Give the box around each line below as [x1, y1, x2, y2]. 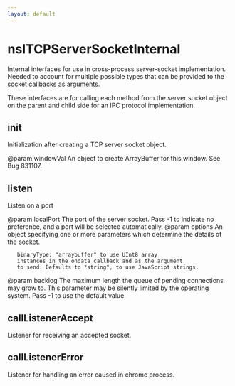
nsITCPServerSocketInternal [7, 41, 181, 57]
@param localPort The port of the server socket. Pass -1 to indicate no [7, 215, 214, 224]
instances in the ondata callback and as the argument [16, 257, 183, 265]
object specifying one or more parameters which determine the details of [7, 230, 222, 239]
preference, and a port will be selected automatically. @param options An [7, 223, 223, 231]
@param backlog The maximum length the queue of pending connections [7, 277, 224, 285]
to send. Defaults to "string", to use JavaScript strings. [16, 264, 199, 271]
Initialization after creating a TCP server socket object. [7, 140, 167, 149]
